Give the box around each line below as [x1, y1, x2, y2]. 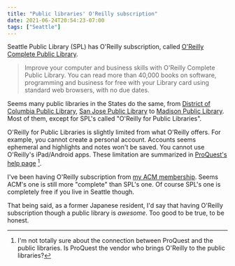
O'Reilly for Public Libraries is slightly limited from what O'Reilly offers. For [7, 128, 222, 137]
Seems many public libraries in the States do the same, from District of [7, 100, 211, 108]
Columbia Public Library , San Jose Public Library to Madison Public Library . [7, 107, 225, 116]
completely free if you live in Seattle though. [7, 187, 135, 197]
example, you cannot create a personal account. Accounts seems [7, 135, 197, 144]
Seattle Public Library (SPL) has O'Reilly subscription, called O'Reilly [7, 43, 204, 51]
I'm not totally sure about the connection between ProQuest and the [17, 237, 213, 245]
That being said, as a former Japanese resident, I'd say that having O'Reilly [7, 201, 224, 210]
